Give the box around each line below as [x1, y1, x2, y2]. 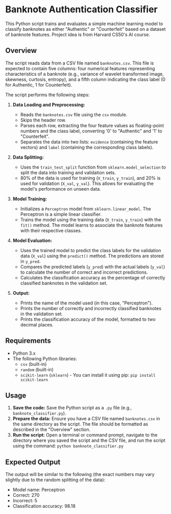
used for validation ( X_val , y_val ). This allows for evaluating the [20, 180, 154, 187]
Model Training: [12, 196, 47, 202]
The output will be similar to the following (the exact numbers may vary [5, 471, 155, 478]
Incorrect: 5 [12, 498, 37, 504]
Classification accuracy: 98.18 [12, 503, 76, 509]
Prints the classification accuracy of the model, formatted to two [20, 316, 156, 322]
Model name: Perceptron [12, 487, 65, 493]
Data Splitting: [12, 154, 44, 160]
